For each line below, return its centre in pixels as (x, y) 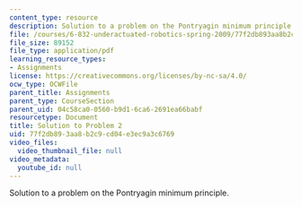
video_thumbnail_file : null (70, 151)
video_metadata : (40, 159)
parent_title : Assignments (60, 92)
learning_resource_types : (58, 59)
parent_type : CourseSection (62, 101)
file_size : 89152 (42, 43)
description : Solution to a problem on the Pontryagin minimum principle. (152, 26)
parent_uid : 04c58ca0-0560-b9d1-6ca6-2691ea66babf (106, 109)
